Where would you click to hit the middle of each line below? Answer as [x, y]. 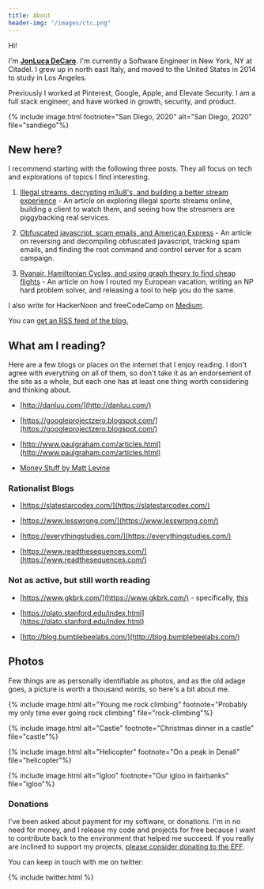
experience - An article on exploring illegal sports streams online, [126, 201]
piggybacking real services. [65, 217]
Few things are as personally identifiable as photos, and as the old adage [127, 680]
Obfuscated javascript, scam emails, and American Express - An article [136, 233]
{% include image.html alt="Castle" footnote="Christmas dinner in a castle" [131, 728]
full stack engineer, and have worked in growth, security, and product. [122, 101]
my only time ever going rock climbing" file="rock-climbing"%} [111, 713]
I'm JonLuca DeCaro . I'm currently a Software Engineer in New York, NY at [130, 61]
